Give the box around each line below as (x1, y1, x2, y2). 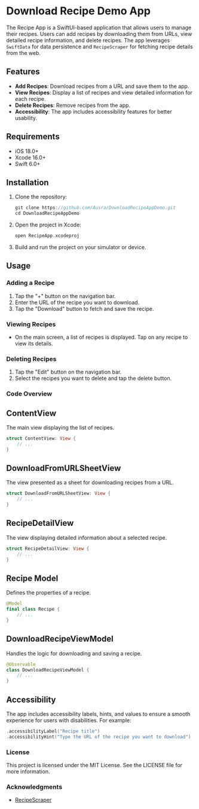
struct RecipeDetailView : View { (6, 546, 90, 551)
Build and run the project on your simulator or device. (14, 244, 146, 250)
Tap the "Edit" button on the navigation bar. (14, 369, 122, 376)
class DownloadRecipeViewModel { (6, 667, 90, 673)
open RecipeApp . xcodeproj (14, 233, 79, 239)
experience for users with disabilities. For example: (6, 716, 131, 724)
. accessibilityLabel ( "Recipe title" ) (6, 728, 100, 734)
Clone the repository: (14, 193, 68, 201)
